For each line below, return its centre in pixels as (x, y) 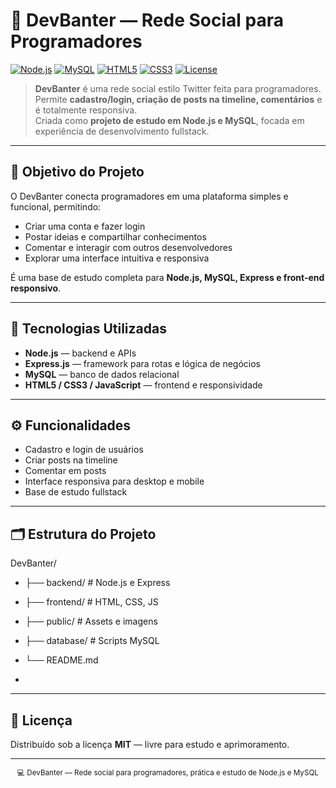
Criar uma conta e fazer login (85, 226)
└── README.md (61, 660)
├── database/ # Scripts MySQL (92, 641)
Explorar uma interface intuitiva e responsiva (117, 258)
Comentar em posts (65, 471)
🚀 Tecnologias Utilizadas (88, 329)
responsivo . (36, 288)
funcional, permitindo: (56, 206)
